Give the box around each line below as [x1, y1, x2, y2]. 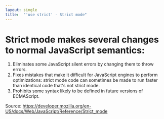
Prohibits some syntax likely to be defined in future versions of [12, 88, 143, 94]
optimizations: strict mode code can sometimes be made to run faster [12, 77, 158, 83]
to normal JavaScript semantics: [5, 44, 145, 56]
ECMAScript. [12, 93, 39, 99]
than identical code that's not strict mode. [12, 83, 100, 89]
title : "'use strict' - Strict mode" [5, 12, 87, 17]
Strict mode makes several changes [5, 34, 159, 45]
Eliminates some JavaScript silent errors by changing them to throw [12, 61, 154, 67]
